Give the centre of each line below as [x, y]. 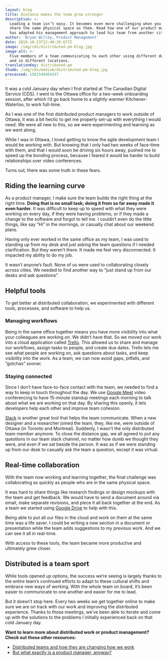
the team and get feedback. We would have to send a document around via [82, 497]
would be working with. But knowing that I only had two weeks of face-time [83, 145]
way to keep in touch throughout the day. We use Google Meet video [76, 393]
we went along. [21, 130]
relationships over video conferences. [44, 161]
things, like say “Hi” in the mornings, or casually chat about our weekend [80, 224]
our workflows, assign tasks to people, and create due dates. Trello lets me [82, 347]
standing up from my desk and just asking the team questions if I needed [80, 245]
